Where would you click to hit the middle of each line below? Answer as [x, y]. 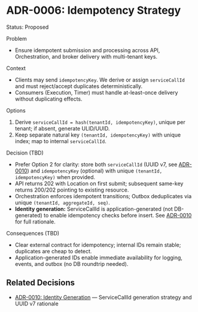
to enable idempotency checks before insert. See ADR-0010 [118, 215]
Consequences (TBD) [33, 233]
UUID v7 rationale [36, 304]
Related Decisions [41, 283]
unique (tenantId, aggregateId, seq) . [63, 202]
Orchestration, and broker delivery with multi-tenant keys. [86, 56]
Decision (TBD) [25, 153]
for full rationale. [35, 222]
